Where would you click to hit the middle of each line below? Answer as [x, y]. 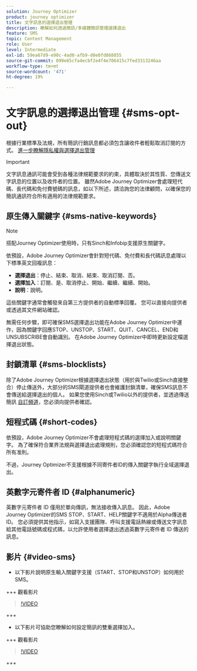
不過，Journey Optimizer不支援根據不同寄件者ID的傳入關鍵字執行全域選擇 [95, 464]
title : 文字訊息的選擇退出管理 [39, 22]
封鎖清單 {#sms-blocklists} [56, 365]
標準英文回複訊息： [34, 262]
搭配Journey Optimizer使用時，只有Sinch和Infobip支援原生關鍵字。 [87, 243]
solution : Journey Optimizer [42, 11]
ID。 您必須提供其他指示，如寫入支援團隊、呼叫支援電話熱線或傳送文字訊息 [97, 522]
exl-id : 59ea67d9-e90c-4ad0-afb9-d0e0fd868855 [64, 55]
